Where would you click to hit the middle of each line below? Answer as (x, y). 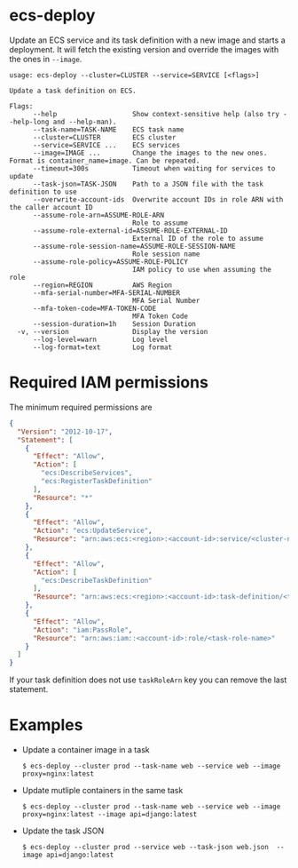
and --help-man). (85, 122)
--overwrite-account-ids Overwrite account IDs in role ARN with (158, 199)
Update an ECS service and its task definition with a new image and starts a (147, 40)
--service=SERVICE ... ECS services (106, 145)
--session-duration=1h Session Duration (114, 324)
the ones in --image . (46, 59)
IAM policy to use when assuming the (202, 269)
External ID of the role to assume (198, 238)
